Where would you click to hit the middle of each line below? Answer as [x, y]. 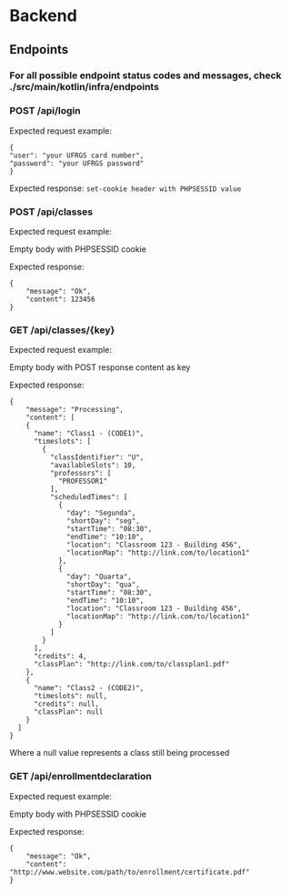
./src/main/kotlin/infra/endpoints [84, 86]
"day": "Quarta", [99, 577]
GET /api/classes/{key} [62, 330]
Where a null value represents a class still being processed [120, 753]
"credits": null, [66, 704]
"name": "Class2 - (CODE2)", [89, 688]
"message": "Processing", [75, 410]
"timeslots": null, [70, 697]
